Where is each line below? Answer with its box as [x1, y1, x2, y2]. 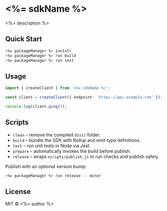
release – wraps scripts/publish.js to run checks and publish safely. [12, 153, 159, 159]
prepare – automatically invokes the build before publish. [12, 148, 131, 154]
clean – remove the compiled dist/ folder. [12, 131, 101, 138]
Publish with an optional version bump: [5, 163, 87, 169]
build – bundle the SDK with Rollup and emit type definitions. [12, 137, 141, 143]
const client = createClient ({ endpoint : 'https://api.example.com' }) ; [5, 95, 163, 100]
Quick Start [5, 35, 42, 43]
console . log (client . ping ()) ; [5, 104, 67, 109]
